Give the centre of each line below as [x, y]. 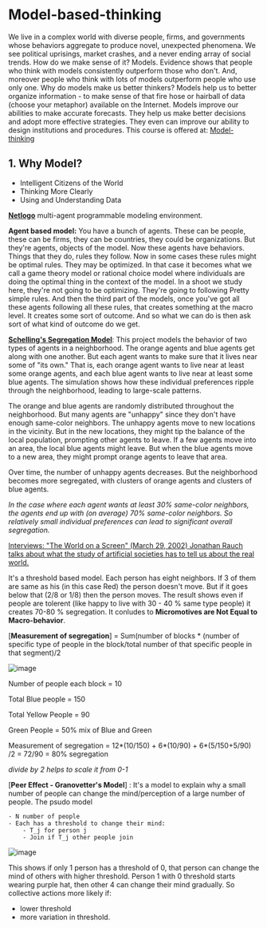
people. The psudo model [51, 802]
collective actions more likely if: [60, 893]
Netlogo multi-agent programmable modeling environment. [106, 215]
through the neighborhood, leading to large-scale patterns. [105, 390]
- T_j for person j [55, 830]
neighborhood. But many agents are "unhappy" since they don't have [122, 414]
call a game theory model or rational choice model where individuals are [127, 273]
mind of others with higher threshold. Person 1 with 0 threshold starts [122, 876]
